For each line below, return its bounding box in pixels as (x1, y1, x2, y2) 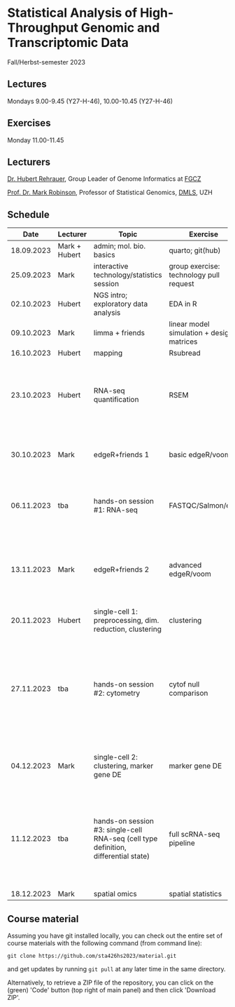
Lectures (7, 79, 47, 90)
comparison (169, 689, 208, 698)
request (169, 279, 194, 289)
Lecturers (7, 156, 51, 168)
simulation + (169, 328, 210, 338)
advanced (169, 560, 202, 570)
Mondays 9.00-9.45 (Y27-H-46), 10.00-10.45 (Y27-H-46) (7, 97, 173, 105)
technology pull (169, 270, 220, 280)
